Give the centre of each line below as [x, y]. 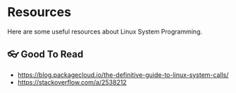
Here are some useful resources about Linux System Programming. [105, 31]
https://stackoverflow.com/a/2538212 [72, 82]
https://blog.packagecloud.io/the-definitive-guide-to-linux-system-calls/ [123, 75]
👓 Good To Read [45, 54]
